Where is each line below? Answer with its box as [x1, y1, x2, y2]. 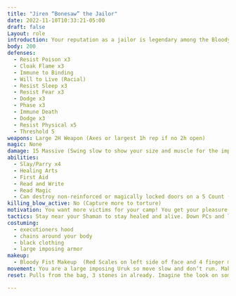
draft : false [7, 23, 46, 30]
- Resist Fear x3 [13, 89, 65, 96]
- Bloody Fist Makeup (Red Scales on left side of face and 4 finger [13, 259, 225, 266]
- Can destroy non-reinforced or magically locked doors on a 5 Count [13, 193, 225, 200]
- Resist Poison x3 [13, 56, 71, 63]
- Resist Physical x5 [13, 121, 77, 129]
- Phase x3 [13, 102, 46, 109]
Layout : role [7, 30, 46, 37]
